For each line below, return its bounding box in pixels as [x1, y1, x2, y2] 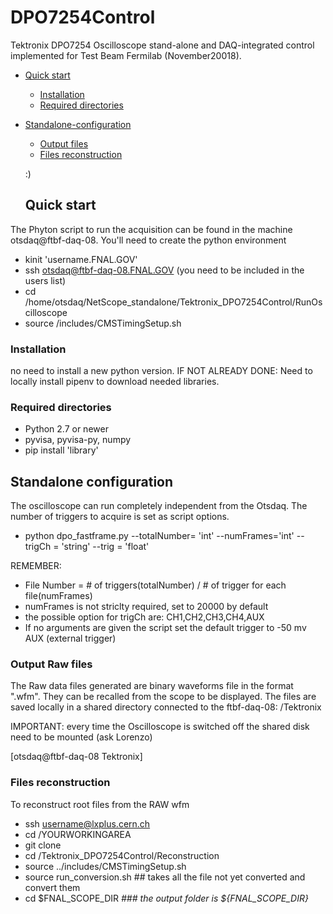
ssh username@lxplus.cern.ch [24, 817, 151, 830]
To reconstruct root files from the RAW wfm [10, 798, 190, 810]
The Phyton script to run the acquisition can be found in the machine [10, 223, 293, 235]
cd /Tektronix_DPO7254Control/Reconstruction [24, 849, 220, 861]
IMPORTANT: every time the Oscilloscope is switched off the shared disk [10, 721, 310, 733]
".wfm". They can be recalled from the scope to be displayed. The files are [10, 691, 317, 703]
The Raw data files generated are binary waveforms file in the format [10, 680, 294, 692]
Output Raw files [10, 657, 93, 671]
